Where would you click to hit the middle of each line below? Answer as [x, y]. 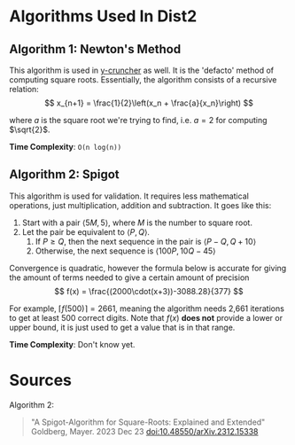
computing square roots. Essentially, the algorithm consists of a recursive [143, 80]
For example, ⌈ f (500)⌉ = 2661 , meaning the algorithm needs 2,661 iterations [147, 308]
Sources [41, 380]
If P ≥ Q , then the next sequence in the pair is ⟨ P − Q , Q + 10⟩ [146, 241]
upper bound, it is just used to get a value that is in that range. [122, 327]
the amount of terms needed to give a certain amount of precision [129, 277]
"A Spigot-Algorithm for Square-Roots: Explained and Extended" [148, 422]
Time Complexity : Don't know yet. [72, 344]
